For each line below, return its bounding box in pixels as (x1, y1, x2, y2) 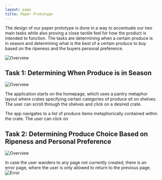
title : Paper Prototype (5, 12, 53, 16)
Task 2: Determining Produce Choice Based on (5, 130, 148, 138)
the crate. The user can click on (5, 116, 69, 121)
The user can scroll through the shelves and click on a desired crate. (5, 101, 142, 107)
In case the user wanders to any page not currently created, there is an (5, 160, 147, 165)
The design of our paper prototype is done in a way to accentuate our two (5, 25, 152, 30)
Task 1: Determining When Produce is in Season (5, 69, 152, 77)
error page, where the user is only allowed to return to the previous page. (5, 165, 151, 171)
